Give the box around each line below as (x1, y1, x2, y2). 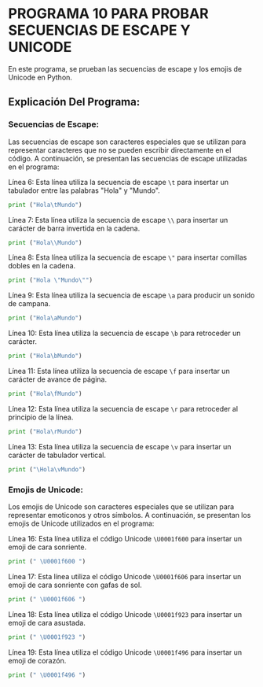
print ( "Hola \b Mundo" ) (8, 352, 82, 360)
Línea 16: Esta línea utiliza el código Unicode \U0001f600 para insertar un (8, 534, 243, 543)
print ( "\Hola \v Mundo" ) (8, 465, 86, 473)
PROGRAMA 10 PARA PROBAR (8, 5, 210, 23)
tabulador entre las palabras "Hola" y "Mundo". (8, 186, 161, 195)
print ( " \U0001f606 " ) (8, 595, 86, 603)
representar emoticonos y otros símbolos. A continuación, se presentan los (8, 510, 251, 519)
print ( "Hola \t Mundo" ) (8, 201, 82, 209)
